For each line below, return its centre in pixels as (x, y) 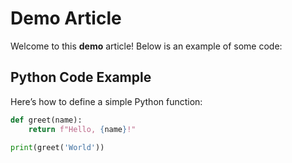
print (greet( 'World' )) (57, 148)
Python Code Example (81, 77)
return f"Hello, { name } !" (82, 129)
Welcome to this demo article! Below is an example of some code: (146, 46)
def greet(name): (46, 120)
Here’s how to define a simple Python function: (106, 101)
